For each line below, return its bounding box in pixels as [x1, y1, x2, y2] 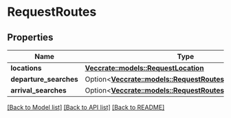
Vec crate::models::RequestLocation [85, 63, 204, 73]
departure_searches [10, 75, 78, 84]
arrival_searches [10, 86, 67, 95]
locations [10, 63, 42, 73]
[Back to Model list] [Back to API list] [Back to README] [7, 104, 165, 111]
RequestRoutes [7, 4, 97, 20]
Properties [7, 32, 54, 43]
